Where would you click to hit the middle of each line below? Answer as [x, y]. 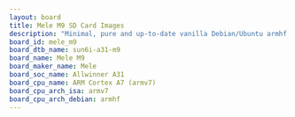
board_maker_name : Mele [53, 67]
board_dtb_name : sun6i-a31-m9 [65, 50]
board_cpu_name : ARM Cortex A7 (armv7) [83, 83]
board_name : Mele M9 [47, 58]
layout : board [35, 17]
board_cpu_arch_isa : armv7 [59, 91]
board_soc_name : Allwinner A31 [67, 75]
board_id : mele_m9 [43, 42]
